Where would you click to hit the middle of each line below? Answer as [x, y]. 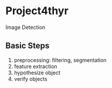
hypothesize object [37, 73]
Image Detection [26, 27]
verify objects [30, 79]
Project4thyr [37, 11]
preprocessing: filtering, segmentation [60, 60]
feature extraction [35, 66]
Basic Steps [28, 46]
